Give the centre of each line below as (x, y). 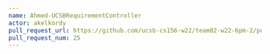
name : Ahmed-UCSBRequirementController (75, 15)
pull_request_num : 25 (45, 38)
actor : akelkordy (37, 23)
